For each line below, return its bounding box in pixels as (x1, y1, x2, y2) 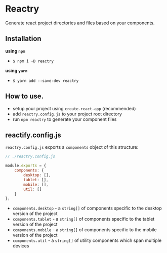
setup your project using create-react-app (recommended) (12, 105, 136, 111)
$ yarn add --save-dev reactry (12, 78, 79, 83)
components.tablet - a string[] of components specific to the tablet (12, 216, 155, 222)
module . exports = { (5, 163, 47, 168)
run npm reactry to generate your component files (12, 116, 117, 122)
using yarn (5, 67, 28, 73)
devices (12, 243, 29, 249)
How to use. (5, 92, 44, 101)
